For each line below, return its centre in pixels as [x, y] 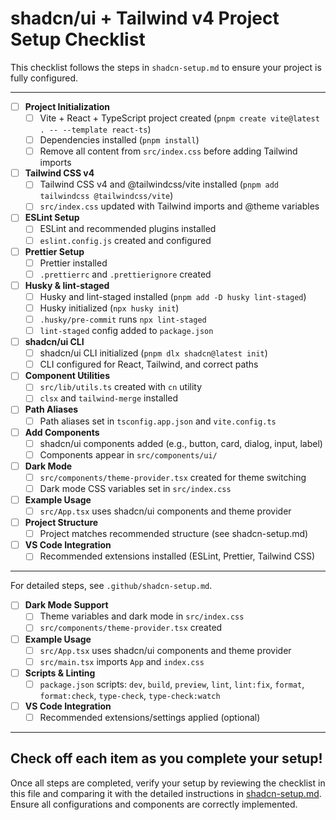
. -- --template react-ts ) [95, 129]
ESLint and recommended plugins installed [128, 229]
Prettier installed [73, 263]
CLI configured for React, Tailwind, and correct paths [149, 364]
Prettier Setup [54, 251]
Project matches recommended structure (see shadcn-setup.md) [174, 534]
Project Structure [61, 523]
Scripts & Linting [60, 673]
